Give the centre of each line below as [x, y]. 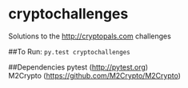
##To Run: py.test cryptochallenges [69, 51]
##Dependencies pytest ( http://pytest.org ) [78, 67]
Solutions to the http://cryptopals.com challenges [90, 36]
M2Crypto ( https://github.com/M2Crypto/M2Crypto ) [95, 75]
